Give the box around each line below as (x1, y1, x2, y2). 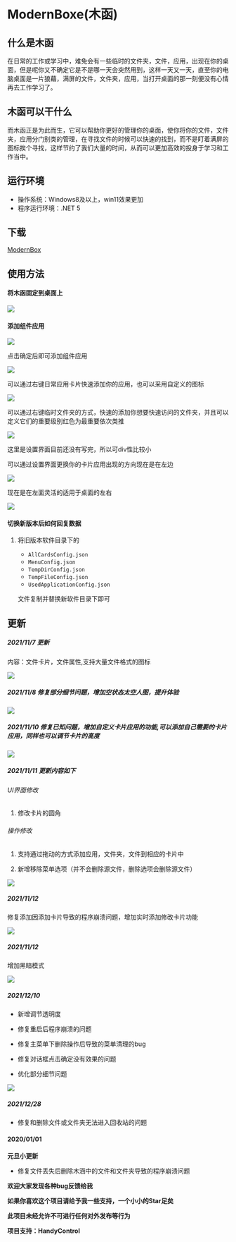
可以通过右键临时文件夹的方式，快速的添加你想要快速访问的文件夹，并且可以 (7, 408, 229, 417)
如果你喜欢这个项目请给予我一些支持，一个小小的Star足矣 (7, 1196, 174, 1205)
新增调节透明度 (17, 1010, 61, 1018)
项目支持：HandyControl (7, 1226, 81, 1235)
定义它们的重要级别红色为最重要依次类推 (7, 417, 124, 425)
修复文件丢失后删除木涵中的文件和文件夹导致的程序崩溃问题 (17, 1167, 190, 1175)
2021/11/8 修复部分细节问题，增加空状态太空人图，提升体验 (7, 688, 179, 697)
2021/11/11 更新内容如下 (7, 767, 76, 775)
